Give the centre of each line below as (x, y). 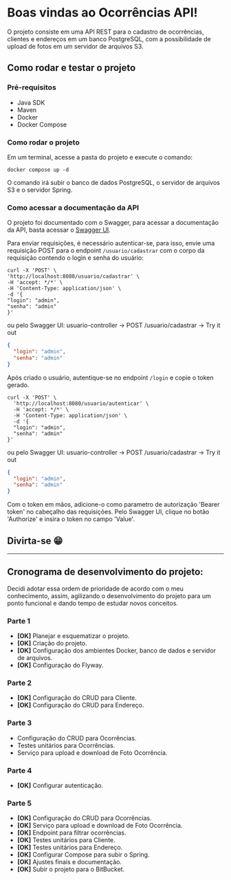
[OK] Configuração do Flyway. (60, 665)
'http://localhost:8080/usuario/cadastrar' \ (73, 276)
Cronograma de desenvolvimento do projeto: (106, 572)
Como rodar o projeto (44, 142)
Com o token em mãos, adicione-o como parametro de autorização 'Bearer (113, 505)
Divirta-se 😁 (35, 541)
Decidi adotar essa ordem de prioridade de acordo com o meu (96, 588)
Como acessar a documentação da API (73, 208)
